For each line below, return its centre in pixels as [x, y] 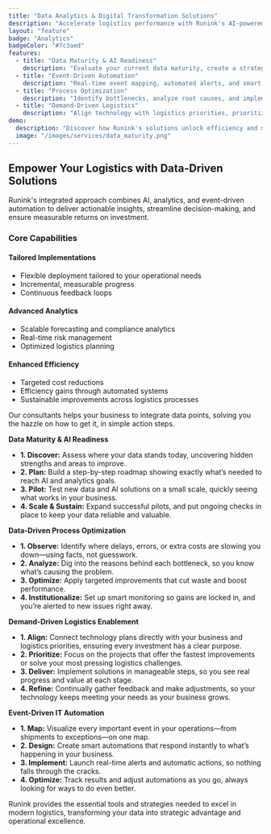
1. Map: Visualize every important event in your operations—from [128, 728]
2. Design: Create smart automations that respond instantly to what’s [135, 745]
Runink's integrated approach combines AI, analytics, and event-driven [126, 200]
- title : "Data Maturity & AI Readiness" [86, 61]
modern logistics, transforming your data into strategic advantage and [125, 812]
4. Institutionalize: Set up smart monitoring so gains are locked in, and [138, 597]
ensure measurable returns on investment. [79, 218]
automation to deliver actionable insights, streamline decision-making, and [132, 209]
